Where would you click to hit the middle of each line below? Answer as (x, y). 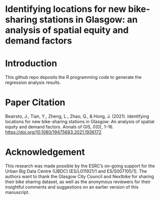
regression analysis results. (33, 82)
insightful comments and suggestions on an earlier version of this (72, 187)
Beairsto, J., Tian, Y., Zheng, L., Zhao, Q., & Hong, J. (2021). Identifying (77, 116)
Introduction (31, 64)
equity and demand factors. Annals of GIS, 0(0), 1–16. (59, 127)
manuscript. (17, 192)
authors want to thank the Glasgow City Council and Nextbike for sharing (80, 176)
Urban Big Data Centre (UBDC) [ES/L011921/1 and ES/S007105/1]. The (76, 171)
